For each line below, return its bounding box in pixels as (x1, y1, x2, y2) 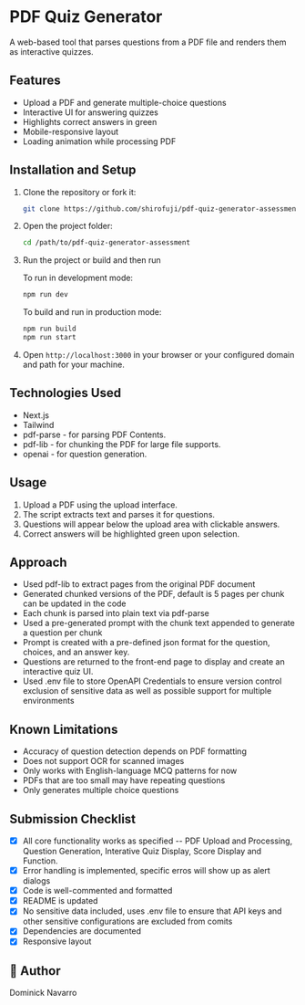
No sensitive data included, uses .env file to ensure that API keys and (22, 906, 282, 916)
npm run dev (22, 290, 68, 299)
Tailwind (22, 419, 55, 430)
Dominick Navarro (9, 988, 77, 999)
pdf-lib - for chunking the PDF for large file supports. (22, 438, 221, 449)
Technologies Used (9, 385, 121, 401)
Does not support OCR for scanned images (22, 756, 185, 767)
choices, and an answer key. (22, 646, 130, 658)
